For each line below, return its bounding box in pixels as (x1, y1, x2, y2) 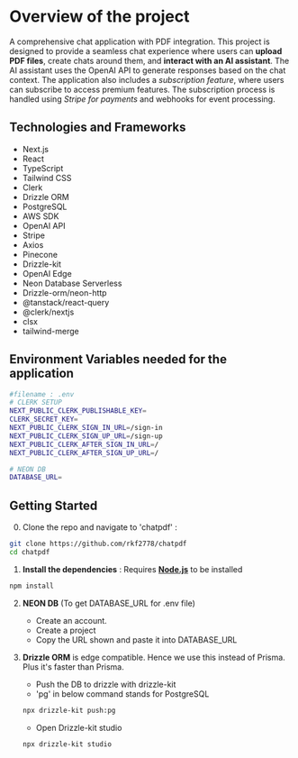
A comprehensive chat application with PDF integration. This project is (9, 36, 270, 47)
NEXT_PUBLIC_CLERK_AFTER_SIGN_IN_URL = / (9, 440, 159, 449)
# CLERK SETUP (9, 398, 63, 407)
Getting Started (9, 498, 98, 513)
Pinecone (22, 249, 59, 260)
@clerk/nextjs (22, 306, 75, 317)
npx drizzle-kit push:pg (22, 706, 116, 715)
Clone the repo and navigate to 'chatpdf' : (22, 522, 178, 533)
